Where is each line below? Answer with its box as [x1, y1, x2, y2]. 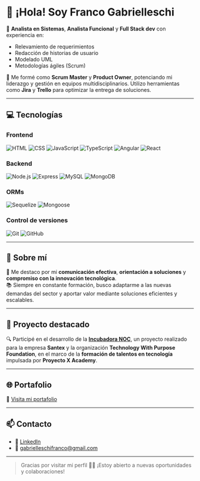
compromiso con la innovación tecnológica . [6, 275, 117, 282]
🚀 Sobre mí [6, 252, 47, 263]
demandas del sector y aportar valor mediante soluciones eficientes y [6, 290, 177, 297]
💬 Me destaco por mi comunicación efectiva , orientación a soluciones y [6, 269, 186, 276]
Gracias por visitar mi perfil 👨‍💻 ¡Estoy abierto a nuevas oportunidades [20, 461, 192, 468]
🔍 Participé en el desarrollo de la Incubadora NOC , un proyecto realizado [6, 335, 187, 343]
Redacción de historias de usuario [14, 49, 99, 56]
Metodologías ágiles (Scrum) [14, 62, 86, 69]
